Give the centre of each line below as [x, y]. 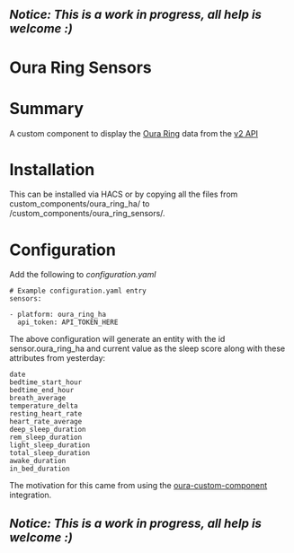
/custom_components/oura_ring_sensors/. [87, 214]
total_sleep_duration [50, 453]
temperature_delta [44, 406]
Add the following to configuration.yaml [83, 275]
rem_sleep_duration [46, 438]
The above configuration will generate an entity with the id [117, 339]
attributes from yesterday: [58, 358]
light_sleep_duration [50, 445]
